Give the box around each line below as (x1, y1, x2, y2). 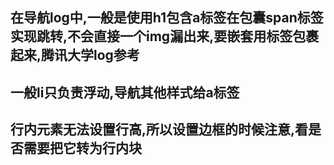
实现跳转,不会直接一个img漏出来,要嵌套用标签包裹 (10, 28, 320, 45)
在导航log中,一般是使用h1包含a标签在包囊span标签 (10, 9, 324, 27)
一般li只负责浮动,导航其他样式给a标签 (10, 84, 240, 101)
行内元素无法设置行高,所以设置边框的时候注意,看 (10, 121, 309, 138)
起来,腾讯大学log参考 (10, 47, 140, 64)
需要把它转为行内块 (23, 140, 142, 157)
